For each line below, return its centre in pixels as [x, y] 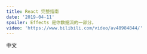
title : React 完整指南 [33, 11]
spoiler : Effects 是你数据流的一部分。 [51, 22]
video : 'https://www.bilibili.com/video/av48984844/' [75, 28]
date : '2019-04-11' [30, 17]
